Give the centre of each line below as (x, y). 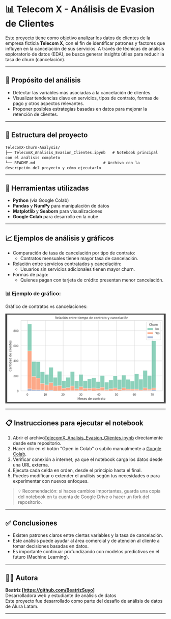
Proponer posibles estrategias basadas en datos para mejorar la (80, 109)
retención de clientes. (35, 114)
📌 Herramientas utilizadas (47, 188)
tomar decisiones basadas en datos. (51, 546)
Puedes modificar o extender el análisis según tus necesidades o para (86, 476)
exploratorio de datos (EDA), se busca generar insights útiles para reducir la (85, 54)
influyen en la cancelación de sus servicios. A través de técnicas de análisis (85, 48)
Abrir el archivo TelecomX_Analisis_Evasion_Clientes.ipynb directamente (88, 438)
